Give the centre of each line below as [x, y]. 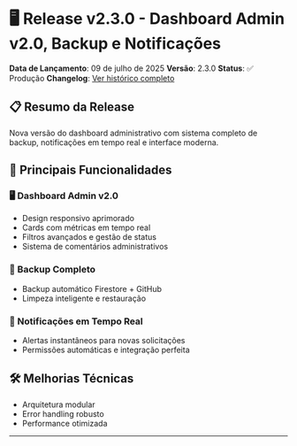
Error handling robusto [63, 413]
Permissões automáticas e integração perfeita [106, 350]
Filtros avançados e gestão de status [89, 237]
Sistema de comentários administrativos [95, 247]
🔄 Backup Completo [52, 270]
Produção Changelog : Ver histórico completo [92, 78]
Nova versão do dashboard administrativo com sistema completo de [133, 133]
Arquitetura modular [58, 404]
